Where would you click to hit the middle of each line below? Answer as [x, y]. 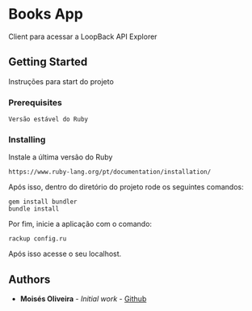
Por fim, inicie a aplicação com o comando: [80, 224]
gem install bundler [43, 202]
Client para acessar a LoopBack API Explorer [83, 36]
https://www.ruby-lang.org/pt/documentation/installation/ [110, 172]
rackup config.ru [38, 239]
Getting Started [48, 62]
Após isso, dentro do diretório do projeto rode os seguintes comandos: [126, 187]
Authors [29, 279]
